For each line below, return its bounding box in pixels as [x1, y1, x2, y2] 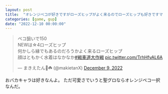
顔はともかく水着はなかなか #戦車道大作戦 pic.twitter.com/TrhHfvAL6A [17, 54, 163, 60]
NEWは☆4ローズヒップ [17, 42, 66, 48]
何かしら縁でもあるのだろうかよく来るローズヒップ [17, 48, 123, 54]
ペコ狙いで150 [17, 35, 47, 41]
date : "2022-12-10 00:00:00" [5, 21, 66, 26]
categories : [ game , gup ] [5, 16, 57, 21]
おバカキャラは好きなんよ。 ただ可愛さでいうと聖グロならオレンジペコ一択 [5, 77, 160, 83]
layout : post [5, 7, 33, 12]
